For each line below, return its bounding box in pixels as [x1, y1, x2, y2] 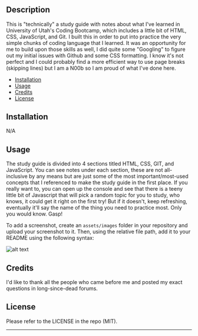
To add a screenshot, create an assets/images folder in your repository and [6, 222, 188, 229]
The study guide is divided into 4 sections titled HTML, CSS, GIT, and [6, 160, 174, 167]
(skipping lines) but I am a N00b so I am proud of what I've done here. [6, 64, 176, 71]
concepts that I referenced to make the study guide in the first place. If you [6, 179, 188, 186]
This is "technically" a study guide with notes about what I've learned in [6, 20, 180, 28]
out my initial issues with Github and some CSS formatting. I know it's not [6, 52, 184, 59]
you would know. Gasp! [6, 210, 63, 217]
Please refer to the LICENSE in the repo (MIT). [6, 318, 118, 325]
